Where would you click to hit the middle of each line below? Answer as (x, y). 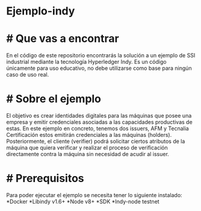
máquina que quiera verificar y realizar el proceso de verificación (87, 148)
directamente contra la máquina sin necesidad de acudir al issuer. (88, 154)
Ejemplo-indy (41, 11)
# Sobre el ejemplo (54, 99)
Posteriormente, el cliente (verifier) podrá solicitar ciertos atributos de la (96, 141)
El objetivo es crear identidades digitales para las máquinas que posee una (99, 116)
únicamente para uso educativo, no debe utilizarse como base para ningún (99, 68)
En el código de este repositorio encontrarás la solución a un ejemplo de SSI (101, 55)
